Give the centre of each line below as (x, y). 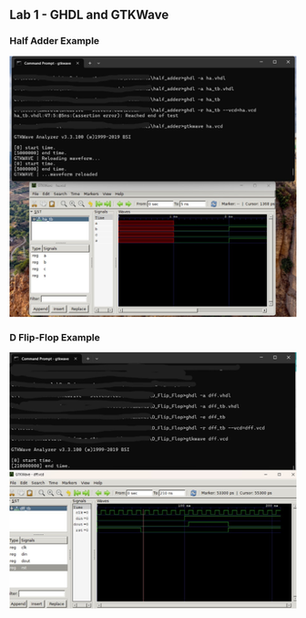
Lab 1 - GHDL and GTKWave (89, 15)
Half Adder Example (55, 41)
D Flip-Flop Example (55, 337)
